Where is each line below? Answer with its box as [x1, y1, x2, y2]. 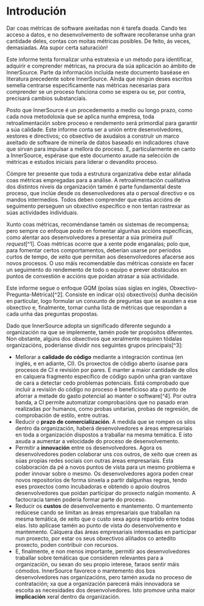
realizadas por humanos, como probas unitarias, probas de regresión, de [15, 405, 199, 412]
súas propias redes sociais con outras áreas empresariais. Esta [15, 457, 174, 464]
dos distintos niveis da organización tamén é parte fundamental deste [6, 183, 181, 190]
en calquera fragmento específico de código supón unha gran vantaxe [15, 373, 192, 380]
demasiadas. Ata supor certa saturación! [6, 44, 108, 51]
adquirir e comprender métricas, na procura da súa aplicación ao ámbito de [6, 62, 196, 70]
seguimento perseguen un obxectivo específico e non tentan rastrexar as [6, 202, 190, 210]
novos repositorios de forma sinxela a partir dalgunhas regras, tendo [15, 476, 188, 483]
